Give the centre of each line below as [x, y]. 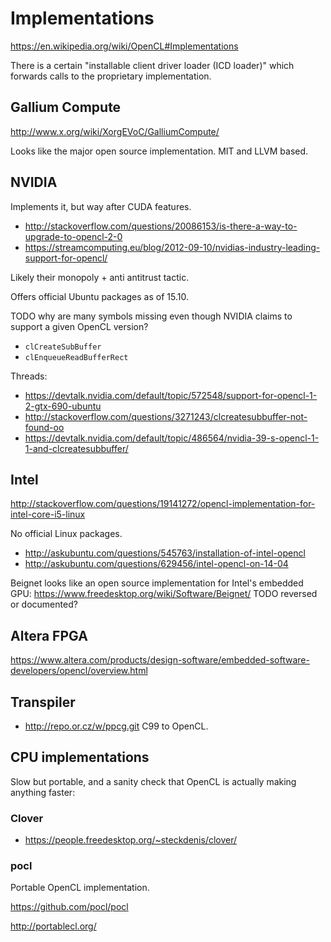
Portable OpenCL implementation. [80, 888]
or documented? [44, 604]
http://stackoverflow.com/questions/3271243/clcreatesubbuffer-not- [166, 416]
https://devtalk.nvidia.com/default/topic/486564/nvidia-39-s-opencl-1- [172, 438]
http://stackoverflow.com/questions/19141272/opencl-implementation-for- [163, 504]
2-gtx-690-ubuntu [63, 406]
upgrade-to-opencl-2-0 [73, 236]
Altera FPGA [49, 635]
